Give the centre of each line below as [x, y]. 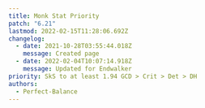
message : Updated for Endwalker [77, 69]
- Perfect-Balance [47, 91]
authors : [23, 84]
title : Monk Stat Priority [54, 16]
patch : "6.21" [32, 24]
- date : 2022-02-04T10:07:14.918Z [74, 62]
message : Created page [61, 54]
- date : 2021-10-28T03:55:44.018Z [74, 46]
